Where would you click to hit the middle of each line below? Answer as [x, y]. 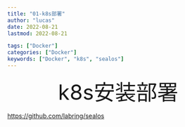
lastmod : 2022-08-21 [38, 33]
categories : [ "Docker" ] [42, 53]
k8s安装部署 [118, 92]
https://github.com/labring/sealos [56, 116]
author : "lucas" [31, 20]
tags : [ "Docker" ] [33, 46]
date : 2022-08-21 [33, 27]
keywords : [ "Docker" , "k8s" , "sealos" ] [66, 59]
